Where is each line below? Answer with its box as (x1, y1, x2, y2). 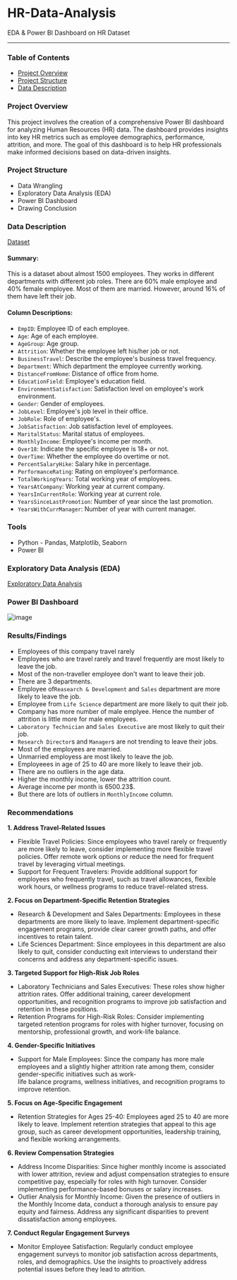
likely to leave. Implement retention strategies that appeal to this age (17, 1120, 217, 1129)
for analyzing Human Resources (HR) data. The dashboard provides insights (7, 125, 229, 134)
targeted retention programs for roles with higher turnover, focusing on (17, 1020, 224, 1029)
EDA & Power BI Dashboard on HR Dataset (7, 28, 130, 37)
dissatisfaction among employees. (17, 1215, 118, 1223)
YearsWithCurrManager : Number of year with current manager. (17, 504, 196, 513)
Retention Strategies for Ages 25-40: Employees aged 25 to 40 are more (17, 1112, 229, 1121)
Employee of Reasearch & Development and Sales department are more (17, 684, 221, 693)
